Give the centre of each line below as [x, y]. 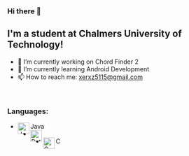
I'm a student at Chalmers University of [94, 34]
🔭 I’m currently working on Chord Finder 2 [78, 62]
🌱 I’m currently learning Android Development [83, 69]
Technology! [35, 45]
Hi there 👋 [24, 11]
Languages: [28, 111]
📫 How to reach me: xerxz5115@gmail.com [80, 77]
